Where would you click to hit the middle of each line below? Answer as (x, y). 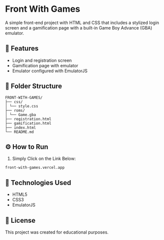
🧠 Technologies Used (38, 183)
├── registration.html (28, 119)
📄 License (20, 220)
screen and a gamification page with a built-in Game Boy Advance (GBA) (79, 27)
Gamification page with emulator (45, 65)
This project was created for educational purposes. (57, 232)
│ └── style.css (22, 106)
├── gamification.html (28, 123)
